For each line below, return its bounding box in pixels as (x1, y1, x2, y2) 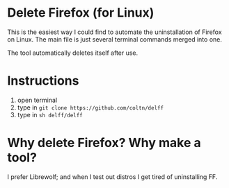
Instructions (7, 73, 79, 89)
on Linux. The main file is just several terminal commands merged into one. (7, 35, 223, 43)
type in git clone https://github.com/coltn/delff (17, 103, 164, 112)
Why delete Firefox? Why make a (7, 135, 201, 151)
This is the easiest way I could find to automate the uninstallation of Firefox (7, 28, 222, 36)
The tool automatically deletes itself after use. (7, 49, 139, 57)
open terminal (17, 96, 58, 104)
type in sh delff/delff (17, 110, 84, 119)
